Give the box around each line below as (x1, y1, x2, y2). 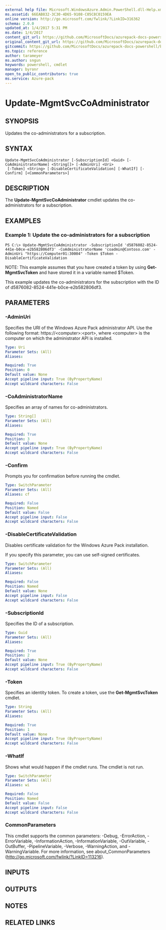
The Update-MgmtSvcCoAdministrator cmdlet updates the (5, 197, 127, 203)
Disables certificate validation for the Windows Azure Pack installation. (5, 542, 149, 548)
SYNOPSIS (5, 117, 39, 126)
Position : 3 (5, 436, 30, 441)
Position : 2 (5, 653, 30, 658)
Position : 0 (5, 368, 30, 373)
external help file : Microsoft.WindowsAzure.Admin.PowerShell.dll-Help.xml (5, 7, 165, 12)
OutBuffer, (5, 843, 26, 849)
